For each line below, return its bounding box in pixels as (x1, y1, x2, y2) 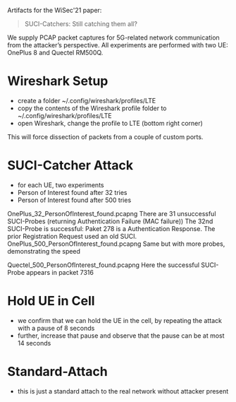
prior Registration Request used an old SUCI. (7, 232, 137, 240)
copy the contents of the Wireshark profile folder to (17, 104, 167, 112)
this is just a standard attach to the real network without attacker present (17, 386, 229, 395)
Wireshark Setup (7, 73, 108, 89)
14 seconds (17, 338, 51, 347)
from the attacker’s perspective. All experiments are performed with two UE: (7, 41, 228, 49)
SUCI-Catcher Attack (7, 158, 134, 174)
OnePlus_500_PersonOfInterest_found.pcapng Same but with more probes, (7, 240, 225, 248)
